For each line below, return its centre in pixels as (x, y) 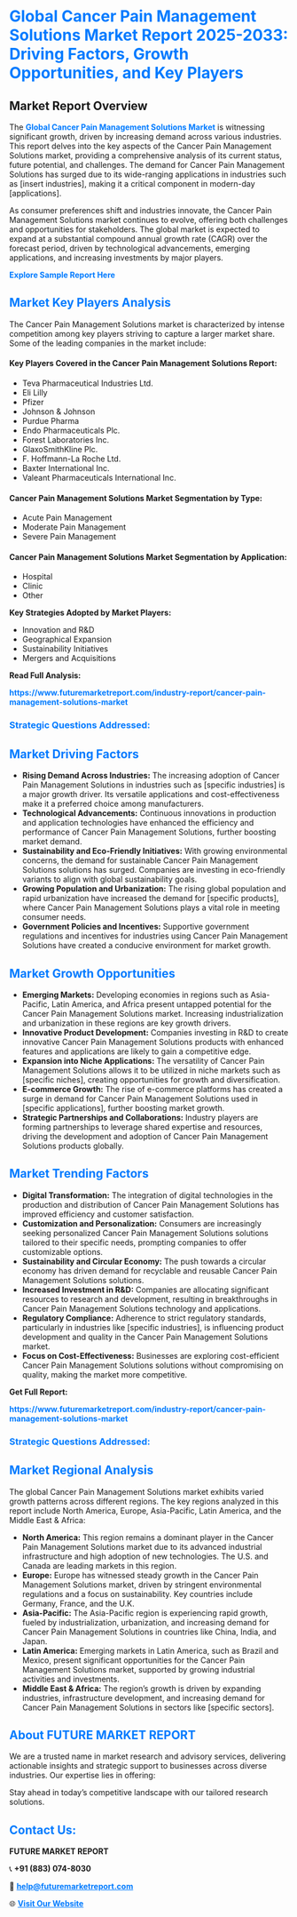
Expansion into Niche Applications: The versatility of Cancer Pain (143, 1060)
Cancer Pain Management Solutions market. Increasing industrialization (152, 1013)
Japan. (35, 1641)
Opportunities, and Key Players (126, 73)
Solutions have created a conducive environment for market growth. (146, 946)
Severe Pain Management (69, 537)
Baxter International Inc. (66, 468)
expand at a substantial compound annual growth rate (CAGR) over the (138, 239)
